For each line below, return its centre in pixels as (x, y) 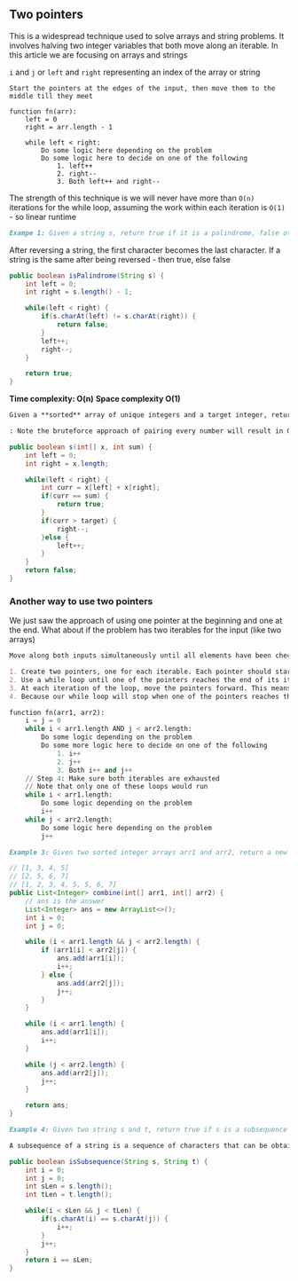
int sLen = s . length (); (69, 1187)
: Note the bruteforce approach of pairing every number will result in (146, 431)
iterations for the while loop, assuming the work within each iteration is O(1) (147, 207)
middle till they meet (51, 96)
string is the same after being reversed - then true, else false (120, 259)
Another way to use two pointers (81, 601)
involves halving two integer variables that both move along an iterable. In (144, 45)
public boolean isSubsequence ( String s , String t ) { (109, 1161)
